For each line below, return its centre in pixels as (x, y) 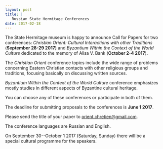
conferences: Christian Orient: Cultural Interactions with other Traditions (79, 43)
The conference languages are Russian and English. (58, 126)
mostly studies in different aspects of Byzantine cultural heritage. (71, 88)
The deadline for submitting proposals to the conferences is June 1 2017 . (80, 107)
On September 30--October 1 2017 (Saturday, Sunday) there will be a (75, 136)
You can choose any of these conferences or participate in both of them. (79, 98)
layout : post (19, 10)
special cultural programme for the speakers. (51, 141)
